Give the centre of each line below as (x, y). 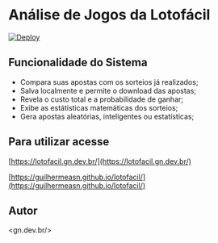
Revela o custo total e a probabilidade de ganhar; (102, 99)
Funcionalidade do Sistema (78, 63)
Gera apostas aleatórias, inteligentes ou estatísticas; (107, 116)
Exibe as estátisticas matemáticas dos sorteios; (99, 107)
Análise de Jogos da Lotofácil (109, 15)
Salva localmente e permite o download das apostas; (108, 90)
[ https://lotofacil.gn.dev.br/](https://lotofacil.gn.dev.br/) (100, 161)
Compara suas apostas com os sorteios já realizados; (109, 82)
